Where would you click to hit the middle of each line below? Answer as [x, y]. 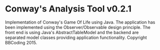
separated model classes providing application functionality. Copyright [76, 37]
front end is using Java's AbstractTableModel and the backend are [72, 32]
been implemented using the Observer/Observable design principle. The [78, 27]
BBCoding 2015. [21, 42]
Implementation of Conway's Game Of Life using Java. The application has [80, 22]
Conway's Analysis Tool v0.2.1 [68, 9]
